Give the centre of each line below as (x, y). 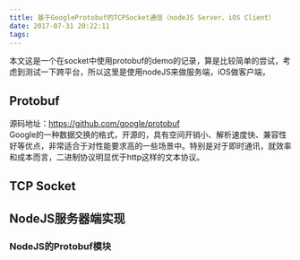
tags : (19, 34)
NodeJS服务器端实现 (67, 218)
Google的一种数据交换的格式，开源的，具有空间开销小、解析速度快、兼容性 (148, 134)
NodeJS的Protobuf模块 (60, 246)
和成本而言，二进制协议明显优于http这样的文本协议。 (107, 157)
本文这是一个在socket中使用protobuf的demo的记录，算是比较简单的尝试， (146, 61)
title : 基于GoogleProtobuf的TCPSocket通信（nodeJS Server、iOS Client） (142, 17)
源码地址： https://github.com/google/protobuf (95, 124)
